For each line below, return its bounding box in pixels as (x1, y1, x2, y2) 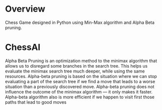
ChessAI (5, 42, 41, 53)
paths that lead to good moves (5, 99, 67, 105)
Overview (5, 3, 46, 15)
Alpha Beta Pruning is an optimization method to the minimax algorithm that (5, 57, 158, 64)
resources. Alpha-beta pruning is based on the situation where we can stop (5, 73, 158, 79)
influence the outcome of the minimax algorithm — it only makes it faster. (5, 89, 153, 94)
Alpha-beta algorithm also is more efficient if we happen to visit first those (5, 94, 155, 100)
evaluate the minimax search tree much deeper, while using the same (5, 68, 145, 74)
